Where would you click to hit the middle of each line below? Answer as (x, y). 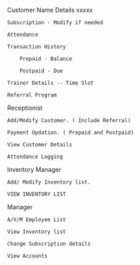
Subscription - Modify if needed (55, 23)
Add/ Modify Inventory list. (49, 182)
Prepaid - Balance (46, 59)
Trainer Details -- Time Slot (51, 83)
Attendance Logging (35, 157)
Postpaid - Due (41, 71)
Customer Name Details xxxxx (50, 10)
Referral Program (32, 95)
